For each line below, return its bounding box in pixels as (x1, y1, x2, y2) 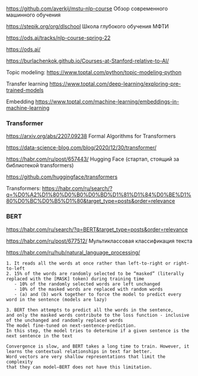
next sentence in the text (6, 333, 73, 339)
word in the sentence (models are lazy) (6, 297, 108, 302)
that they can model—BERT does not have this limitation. (6, 364, 152, 370)
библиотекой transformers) (6, 162, 74, 169)
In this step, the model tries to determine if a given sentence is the (6, 327, 190, 334)
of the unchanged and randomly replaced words (6, 317, 123, 323)
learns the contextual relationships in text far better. (6, 348, 152, 355)
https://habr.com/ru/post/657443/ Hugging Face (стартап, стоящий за (6, 155, 180, 162)
